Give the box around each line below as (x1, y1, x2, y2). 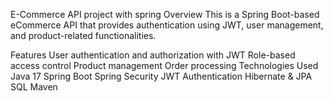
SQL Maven (10, 81, 58, 93)
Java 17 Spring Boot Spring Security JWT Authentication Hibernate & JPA (10, 70, 313, 82)
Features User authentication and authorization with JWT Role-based (10, 49, 296, 61)
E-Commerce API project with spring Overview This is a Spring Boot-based (10, 9, 320, 20)
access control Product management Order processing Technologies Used (10, 60, 319, 71)
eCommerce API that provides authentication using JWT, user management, (10, 19, 324, 31)
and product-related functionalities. (10, 30, 157, 41)
